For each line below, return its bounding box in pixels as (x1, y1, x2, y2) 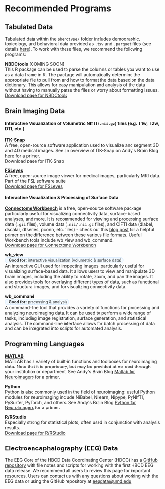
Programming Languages (5, 340, 85, 348)
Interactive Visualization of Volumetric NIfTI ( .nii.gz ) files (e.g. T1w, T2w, (5, 121, 159, 126)
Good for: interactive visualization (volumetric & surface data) (9, 257, 122, 263)
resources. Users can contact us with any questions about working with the (5, 473, 159, 479)
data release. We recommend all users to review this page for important (5, 468, 151, 474)
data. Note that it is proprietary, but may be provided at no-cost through (5, 364, 151, 369)
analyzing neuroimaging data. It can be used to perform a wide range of (5, 310, 151, 316)
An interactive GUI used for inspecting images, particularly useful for (5, 263, 144, 269)
